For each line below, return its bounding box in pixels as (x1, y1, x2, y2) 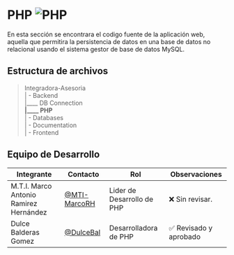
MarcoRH (64, 198, 95, 208)
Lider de (109, 185, 136, 195)
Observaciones (170, 169, 222, 179)
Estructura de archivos (7, 65, 109, 77)
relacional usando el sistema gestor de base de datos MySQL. (7, 45, 185, 53)
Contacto (68, 169, 100, 179)
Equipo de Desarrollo (7, 149, 100, 161)
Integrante (16, 169, 52, 179)
